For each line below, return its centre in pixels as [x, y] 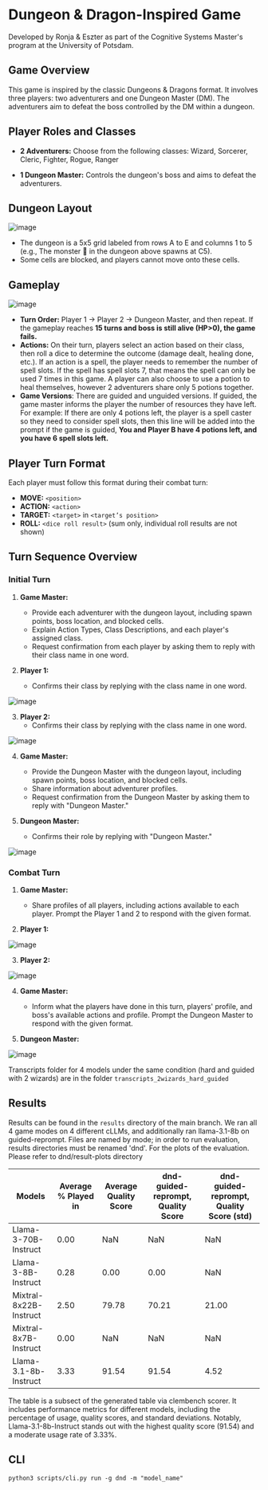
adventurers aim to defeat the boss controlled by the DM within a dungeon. [132, 106]
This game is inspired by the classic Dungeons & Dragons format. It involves [133, 89]
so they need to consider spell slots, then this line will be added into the [137, 421]
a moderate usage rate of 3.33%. [63, 1434]
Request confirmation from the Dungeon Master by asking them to [140, 797]
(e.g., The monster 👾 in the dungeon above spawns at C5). [116, 251]
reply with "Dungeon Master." [80, 805]
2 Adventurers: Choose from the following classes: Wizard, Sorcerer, [134, 151]
